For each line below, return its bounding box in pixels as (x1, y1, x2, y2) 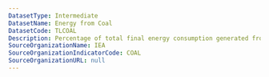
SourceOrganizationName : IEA (8, 42, 106, 50)
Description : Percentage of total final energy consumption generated (8, 34, 249, 43)
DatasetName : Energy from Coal (8, 19, 113, 27)
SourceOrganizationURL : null (8, 57, 106, 65)
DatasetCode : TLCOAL (8, 26, 78, 34)
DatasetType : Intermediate (8, 11, 98, 20)
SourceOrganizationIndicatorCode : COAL (8, 49, 142, 57)
